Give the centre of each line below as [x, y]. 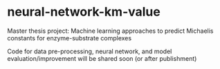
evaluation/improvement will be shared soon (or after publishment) [102, 58]
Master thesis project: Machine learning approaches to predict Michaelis [110, 31]
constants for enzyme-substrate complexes [70, 38]
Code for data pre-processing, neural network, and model [90, 51]
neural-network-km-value [84, 12]
